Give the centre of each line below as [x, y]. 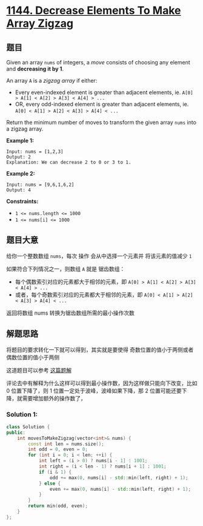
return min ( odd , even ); [58, 506]
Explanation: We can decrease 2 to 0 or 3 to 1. [69, 162]
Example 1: [20, 141]
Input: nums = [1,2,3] [35, 152]
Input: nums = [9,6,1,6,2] [40, 185]
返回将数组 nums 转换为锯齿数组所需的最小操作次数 [71, 313]
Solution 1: [22, 414]
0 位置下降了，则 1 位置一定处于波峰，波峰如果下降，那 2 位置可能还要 [94, 391]
